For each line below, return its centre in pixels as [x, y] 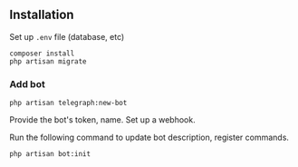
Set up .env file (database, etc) [67, 36]
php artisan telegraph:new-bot [68, 103]
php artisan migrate [48, 61]
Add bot [27, 83]
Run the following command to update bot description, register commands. [149, 138]
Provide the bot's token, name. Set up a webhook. [103, 120]
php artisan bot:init [50, 154]
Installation [42, 15]
